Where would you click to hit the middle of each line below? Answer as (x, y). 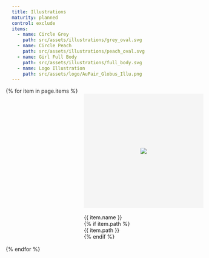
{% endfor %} (23, 250)
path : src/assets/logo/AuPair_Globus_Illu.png (82, 74)
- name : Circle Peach (45, 46)
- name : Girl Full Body (47, 57)
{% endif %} (99, 237)
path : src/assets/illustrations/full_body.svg (82, 62)
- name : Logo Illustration (51, 68)
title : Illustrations (39, 12)
